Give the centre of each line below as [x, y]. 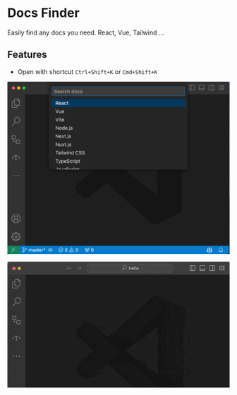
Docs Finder [43, 13]
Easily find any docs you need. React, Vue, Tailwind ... [86, 32]
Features [27, 55]
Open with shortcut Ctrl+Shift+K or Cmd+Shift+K [87, 71]
